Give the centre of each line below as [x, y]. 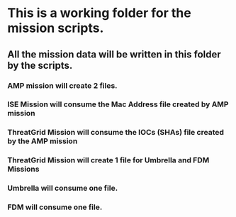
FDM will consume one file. [55, 207]
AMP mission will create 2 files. [63, 85]
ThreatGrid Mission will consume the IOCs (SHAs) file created [116, 133]
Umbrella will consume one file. [63, 188]
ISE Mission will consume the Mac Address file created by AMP [118, 104]
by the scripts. [40, 65]
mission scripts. [56, 28]
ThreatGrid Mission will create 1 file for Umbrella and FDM [108, 160]
